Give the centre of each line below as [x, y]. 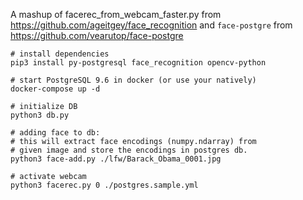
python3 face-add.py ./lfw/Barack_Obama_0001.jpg [116, 159]
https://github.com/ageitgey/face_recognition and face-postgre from [151, 25]
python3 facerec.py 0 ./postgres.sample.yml [104, 185]
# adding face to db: [55, 133]
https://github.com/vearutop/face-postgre [97, 35]
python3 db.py [40, 115]
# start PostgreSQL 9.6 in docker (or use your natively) [133, 80]
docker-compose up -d [55, 89]
